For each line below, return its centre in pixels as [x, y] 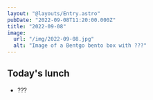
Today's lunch [38, 73]
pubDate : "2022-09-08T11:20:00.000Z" [62, 20]
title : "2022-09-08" [37, 26]
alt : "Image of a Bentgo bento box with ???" [80, 46]
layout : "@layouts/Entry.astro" [54, 13]
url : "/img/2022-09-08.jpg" [54, 39]
